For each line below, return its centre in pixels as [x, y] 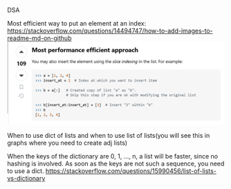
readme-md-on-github [39, 38]
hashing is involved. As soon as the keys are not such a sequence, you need [116, 163]
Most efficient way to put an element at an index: [77, 23]
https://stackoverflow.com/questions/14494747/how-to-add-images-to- [110, 31]
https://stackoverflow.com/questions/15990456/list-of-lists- [131, 171]
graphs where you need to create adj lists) [67, 143]
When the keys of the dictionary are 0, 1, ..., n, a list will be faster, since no [113, 156]
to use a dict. [26, 171]
